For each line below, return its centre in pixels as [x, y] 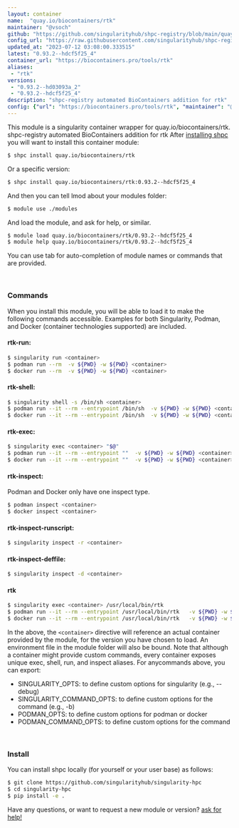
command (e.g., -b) [46, 706]
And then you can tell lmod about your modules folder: [87, 195]
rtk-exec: [21, 431]
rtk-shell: [21, 387]
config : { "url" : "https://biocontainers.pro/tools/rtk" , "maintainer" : [116, 107]
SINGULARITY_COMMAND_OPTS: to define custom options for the [115, 699]
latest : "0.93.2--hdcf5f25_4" [52, 54]
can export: [24, 670]
